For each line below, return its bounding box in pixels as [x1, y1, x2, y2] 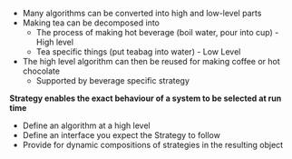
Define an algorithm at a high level [22, 120, 151, 131]
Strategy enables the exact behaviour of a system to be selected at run [9, 93, 282, 104]
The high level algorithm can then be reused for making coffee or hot [22, 56, 281, 66]
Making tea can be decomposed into [22, 17, 161, 28]
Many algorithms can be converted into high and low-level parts [22, 8, 262, 18]
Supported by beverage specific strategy [35, 75, 190, 85]
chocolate [22, 65, 61, 76]
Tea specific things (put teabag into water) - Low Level [35, 46, 241, 57]
